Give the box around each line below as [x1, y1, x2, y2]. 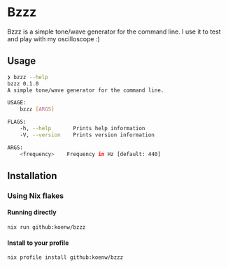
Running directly [7, 208, 57, 217]
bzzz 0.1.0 [7, 80, 39, 87]
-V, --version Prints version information [20, 131, 155, 139]
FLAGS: [7, 118, 27, 126]
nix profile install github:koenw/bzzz [7, 254, 124, 261]
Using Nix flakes [7, 190, 64, 200]
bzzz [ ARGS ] [20, 106, 55, 113]
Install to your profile [7, 239, 69, 247]
